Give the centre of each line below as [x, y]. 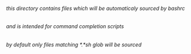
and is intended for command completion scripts [65, 26]
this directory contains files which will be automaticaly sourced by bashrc [95, 8]
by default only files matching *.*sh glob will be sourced [74, 45]
